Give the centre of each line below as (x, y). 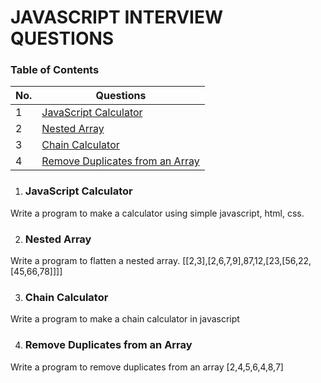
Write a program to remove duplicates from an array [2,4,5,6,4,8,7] (147, 367)
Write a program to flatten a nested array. (95, 261)
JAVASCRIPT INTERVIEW (117, 17)
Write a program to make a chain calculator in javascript (125, 319)
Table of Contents (55, 70)
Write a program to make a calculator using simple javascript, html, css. (157, 213)
